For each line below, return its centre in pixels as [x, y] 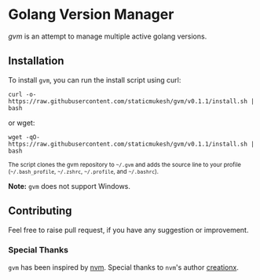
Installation [36, 61]
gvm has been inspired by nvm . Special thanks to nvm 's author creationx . [124, 267]
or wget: [22, 123]
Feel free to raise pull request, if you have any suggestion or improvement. [128, 230]
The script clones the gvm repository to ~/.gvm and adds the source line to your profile [125, 164]
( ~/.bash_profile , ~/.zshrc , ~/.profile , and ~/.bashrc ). [84, 171]
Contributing [40, 211]
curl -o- [22, 94]
